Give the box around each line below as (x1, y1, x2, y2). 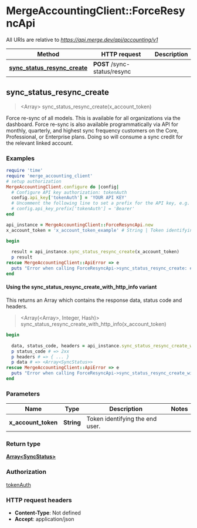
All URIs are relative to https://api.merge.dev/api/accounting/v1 (6, 36, 158, 43)
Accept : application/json (14, 516, 74, 523)
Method (37, 50, 60, 58)
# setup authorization (6, 178, 62, 184)
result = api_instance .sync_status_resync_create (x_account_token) (11, 249, 180, 255)
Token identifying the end (86, 415, 157, 423)
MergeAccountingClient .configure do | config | (6, 184, 119, 190)
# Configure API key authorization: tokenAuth (11, 190, 127, 195)
